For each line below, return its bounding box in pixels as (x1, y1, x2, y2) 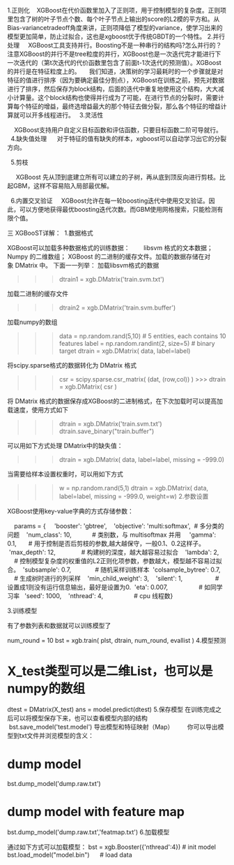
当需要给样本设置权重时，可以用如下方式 (7, 470, 123, 478)
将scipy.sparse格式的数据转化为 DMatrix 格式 (7, 361, 137, 369)
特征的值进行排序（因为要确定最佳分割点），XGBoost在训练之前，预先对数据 (7, 76, 225, 84)
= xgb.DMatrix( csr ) (58, 383, 117, 391)
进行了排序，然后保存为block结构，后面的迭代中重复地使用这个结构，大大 (7, 85, 219, 93)
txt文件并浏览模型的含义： (19, 731, 95, 739)
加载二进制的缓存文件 (7, 289, 68, 298)
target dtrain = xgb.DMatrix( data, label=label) (58, 347, 191, 355)
